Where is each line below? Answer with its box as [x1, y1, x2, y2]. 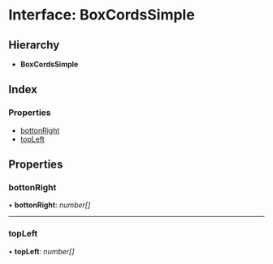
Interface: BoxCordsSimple [8, 6, 195, 24]
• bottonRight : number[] [8, 200, 91, 210]
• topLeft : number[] [8, 246, 75, 256]
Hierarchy [8, 38, 60, 52]
